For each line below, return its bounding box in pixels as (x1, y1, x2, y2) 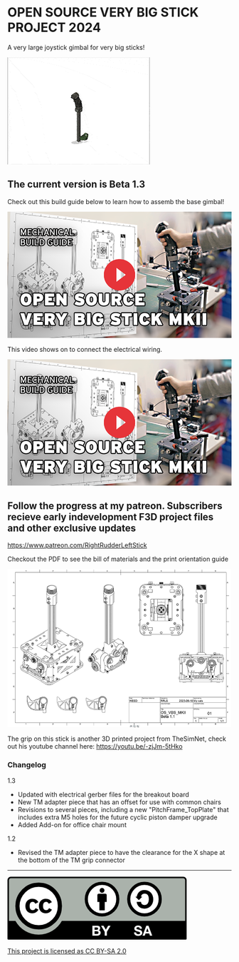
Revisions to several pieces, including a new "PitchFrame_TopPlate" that (17, 805, 229, 814)
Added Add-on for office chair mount (17, 820, 127, 829)
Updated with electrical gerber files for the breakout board (17, 790, 190, 799)
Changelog (7, 760, 46, 770)
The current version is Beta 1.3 (7, 178, 146, 191)
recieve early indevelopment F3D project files (7, 511, 214, 523)
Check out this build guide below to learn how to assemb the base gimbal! (7, 197, 225, 206)
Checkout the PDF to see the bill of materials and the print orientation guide (7, 555, 229, 564)
